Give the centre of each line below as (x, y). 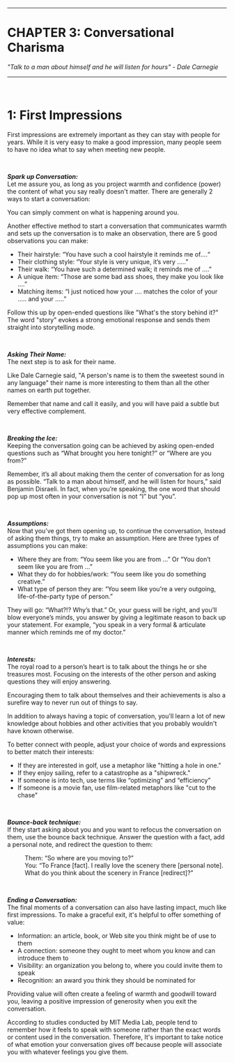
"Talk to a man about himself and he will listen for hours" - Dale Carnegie (113, 66)
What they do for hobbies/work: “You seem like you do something (112, 574)
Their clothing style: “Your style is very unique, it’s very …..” (103, 261)
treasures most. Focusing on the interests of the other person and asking (112, 674)
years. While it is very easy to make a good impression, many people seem (114, 142)
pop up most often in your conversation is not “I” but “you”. (92, 496)
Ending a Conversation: (42, 899)
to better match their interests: (51, 751)
